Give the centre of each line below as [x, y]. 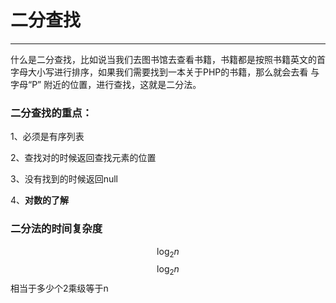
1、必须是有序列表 [47, 137]
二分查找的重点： [51, 113]
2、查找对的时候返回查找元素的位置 [83, 158]
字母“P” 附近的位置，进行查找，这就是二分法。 [106, 84]
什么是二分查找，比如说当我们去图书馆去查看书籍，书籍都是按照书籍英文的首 [168, 59]
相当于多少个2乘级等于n [59, 288]
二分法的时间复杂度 [56, 229]
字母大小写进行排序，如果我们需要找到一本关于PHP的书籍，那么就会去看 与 [165, 72]
